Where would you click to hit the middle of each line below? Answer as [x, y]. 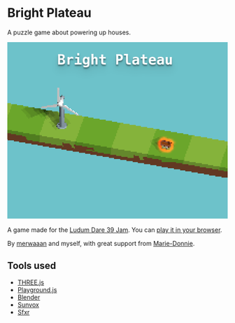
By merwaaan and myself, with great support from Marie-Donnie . [101, 244]
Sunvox [28, 304]
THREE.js [30, 282]
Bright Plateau [50, 13]
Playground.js [37, 289]
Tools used [32, 265]
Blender [29, 297]
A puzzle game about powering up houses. [69, 32]
